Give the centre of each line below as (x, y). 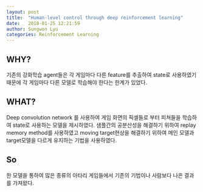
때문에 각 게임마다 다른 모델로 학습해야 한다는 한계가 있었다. (77, 82)
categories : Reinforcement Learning (53, 35)
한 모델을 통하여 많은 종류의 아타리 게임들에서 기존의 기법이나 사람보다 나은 (95, 175)
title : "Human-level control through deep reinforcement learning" (95, 18)
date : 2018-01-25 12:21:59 (43, 23)
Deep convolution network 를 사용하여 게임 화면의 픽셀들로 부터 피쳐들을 (94, 117)
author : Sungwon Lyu (33, 29)
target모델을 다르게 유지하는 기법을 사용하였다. (62, 140)
